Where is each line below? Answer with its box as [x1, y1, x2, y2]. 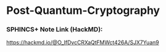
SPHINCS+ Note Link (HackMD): [6, 25, 103, 34]
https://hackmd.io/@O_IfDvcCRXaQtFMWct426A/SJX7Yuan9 [6, 39, 159, 46]
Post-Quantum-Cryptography [6, 4, 160, 18]
